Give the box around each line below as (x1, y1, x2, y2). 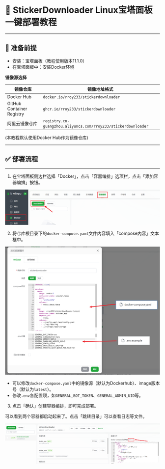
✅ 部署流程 (5, 155, 38, 163)
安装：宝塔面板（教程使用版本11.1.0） (12, 57, 87, 64)
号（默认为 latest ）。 (12, 386, 54, 392)
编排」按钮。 (16, 180, 43, 186)
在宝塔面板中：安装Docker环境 (12, 64, 75, 70)
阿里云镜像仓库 (7, 121, 38, 126)
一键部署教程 (5, 17, 57, 28)
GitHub (7, 100, 22, 106)
